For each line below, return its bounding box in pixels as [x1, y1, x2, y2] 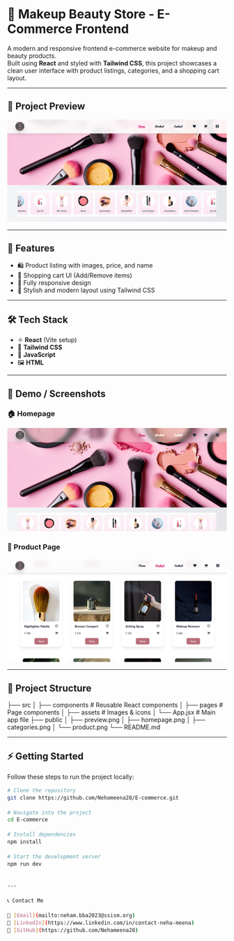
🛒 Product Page [7, 542, 61, 552]
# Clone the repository [7, 787, 77, 794]
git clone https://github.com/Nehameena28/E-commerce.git [7, 794, 179, 801]
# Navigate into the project [7, 809, 92, 816]
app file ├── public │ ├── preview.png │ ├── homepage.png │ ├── [7, 716, 205, 724]
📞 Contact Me [7, 897, 44, 905]
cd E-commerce [7, 816, 49, 823]
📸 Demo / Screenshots [7, 388, 106, 399]
